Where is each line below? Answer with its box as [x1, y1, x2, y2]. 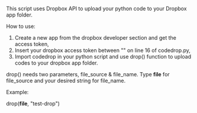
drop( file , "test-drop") [6, 100, 60, 107]
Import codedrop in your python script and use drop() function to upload [14, 53, 192, 60]
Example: [6, 89, 29, 95]
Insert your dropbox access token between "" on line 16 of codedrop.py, [14, 47, 191, 54]
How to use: [6, 23, 35, 30]
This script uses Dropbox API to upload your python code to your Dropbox [6, 5, 188, 12]
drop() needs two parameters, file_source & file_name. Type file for [6, 71, 170, 78]
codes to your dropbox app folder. [14, 59, 98, 66]
